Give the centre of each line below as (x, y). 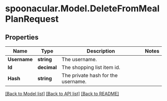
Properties (22, 37)
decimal (47, 67)
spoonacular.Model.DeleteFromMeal (83, 9)
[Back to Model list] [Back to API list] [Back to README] (62, 94)
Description (101, 51)
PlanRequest (32, 19)
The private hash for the (89, 75)
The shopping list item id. (91, 67)
